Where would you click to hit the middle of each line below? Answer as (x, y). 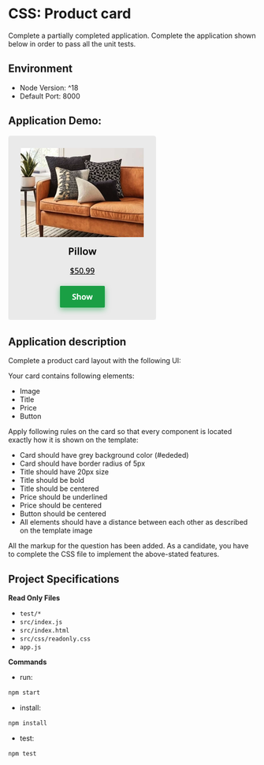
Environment (41, 69)
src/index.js (41, 622)
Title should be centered (59, 488)
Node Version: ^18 (49, 87)
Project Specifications (64, 579)
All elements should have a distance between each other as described (134, 522)
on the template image (56, 531)
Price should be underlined (63, 497)
